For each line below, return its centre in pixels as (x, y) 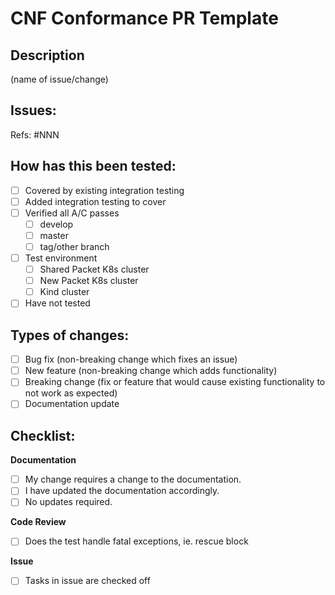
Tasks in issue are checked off (87, 581)
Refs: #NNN (35, 134)
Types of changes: (70, 335)
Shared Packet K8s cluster (94, 269)
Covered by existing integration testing (104, 190)
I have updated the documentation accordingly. (122, 491)
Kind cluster (64, 292)
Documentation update (72, 404)
